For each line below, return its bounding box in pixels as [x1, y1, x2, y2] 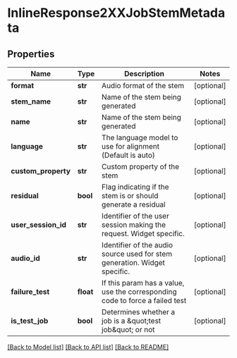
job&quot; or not [101, 325, 155, 334]
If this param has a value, [101, 278, 185, 288]
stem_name [11, 97, 51, 106]
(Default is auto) [101, 150, 155, 160]
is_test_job [11, 316, 49, 326]
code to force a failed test [101, 296, 187, 305]
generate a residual [101, 199, 166, 209]
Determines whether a [101, 307, 176, 316]
